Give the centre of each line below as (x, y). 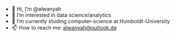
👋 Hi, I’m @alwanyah (36, 9)
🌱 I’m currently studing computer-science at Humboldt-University (91, 21)
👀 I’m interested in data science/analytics (61, 15)
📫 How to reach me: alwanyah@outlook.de (64, 28)
